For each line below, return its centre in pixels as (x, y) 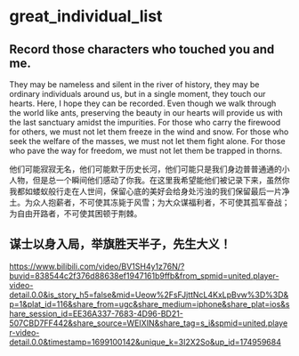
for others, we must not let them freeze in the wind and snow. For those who (149, 132)
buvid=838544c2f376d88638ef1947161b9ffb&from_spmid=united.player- (144, 275)
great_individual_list (86, 16)
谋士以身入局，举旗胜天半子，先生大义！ (120, 244)
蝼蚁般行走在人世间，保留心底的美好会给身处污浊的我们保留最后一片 (157, 191)
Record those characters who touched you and (142, 49)
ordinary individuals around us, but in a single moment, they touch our (137, 94)
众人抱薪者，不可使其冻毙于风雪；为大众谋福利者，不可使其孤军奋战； (161, 202)
